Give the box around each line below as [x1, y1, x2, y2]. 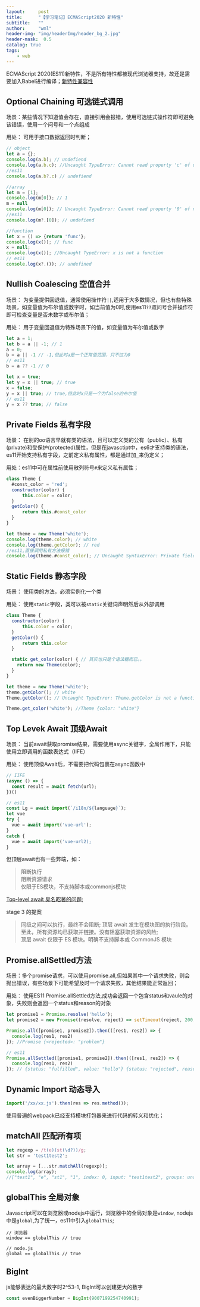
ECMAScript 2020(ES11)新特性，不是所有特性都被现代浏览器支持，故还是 [6, 70, 185, 77]
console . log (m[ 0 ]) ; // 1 [6, 195, 68, 201]
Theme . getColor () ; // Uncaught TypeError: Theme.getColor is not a [6, 695, 177, 701]
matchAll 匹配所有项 [6, 1131, 82, 1141]
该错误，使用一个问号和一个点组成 [6, 121, 90, 128]
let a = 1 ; [6, 335, 33, 341]
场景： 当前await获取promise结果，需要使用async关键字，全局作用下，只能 [6, 741, 191, 748]
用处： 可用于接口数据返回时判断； [6, 133, 91, 141]
